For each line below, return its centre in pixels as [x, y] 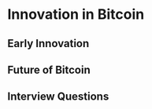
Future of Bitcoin [49, 69]
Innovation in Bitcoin [76, 15]
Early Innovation [48, 44]
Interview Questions [58, 97]
